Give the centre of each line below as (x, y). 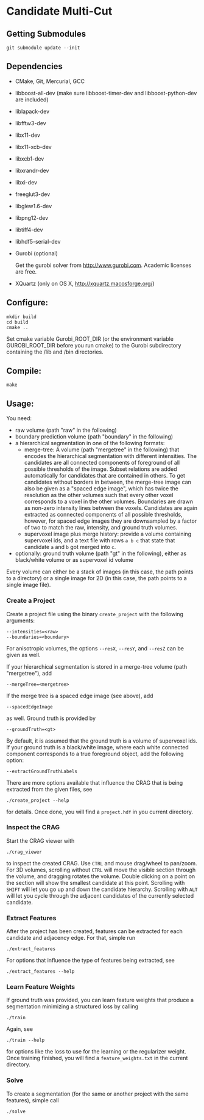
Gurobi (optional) (36, 253)
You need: (19, 418)
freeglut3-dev (33, 194)
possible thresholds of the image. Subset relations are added (100, 469)
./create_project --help (38, 800)
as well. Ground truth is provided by (51, 718)
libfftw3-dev (31, 123)
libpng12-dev (32, 217)
